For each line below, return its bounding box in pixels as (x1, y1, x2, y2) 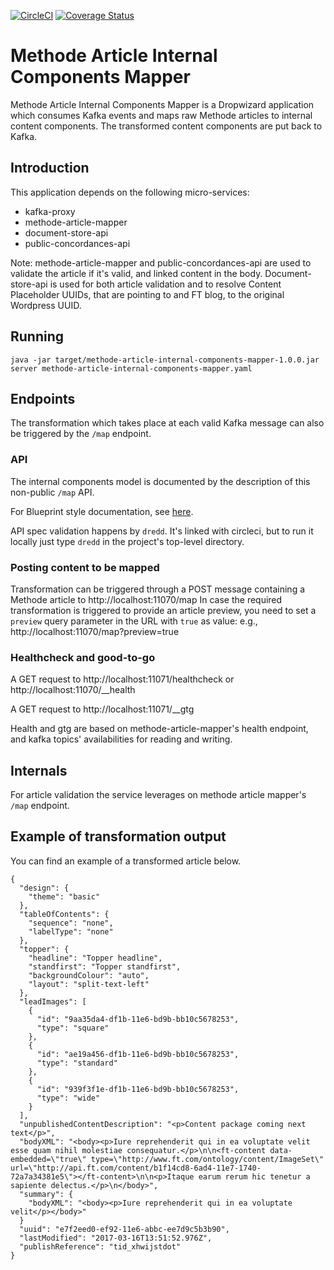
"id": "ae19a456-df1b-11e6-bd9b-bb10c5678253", (36, 1049, 240, 1059)
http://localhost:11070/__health (10, 684, 136, 696)
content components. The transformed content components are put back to (10, 120, 323, 132)
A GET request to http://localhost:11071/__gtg (10, 703, 195, 715)
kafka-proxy (24, 205, 76, 217)
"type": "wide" (36, 1093, 101, 1103)
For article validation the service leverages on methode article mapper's (10, 789, 307, 801)
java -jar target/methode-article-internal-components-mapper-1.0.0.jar (10, 355, 320, 365)
